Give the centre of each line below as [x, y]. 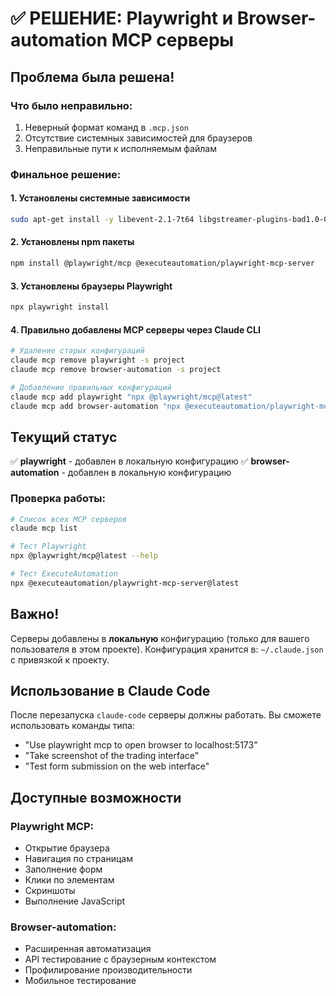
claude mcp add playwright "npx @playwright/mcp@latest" [131, 397]
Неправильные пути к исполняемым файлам [120, 148]
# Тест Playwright [48, 547]
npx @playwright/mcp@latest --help [84, 556]
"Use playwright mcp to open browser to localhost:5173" [141, 745]
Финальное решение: [66, 174]
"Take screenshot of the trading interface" [112, 756]
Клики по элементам [69, 880]
